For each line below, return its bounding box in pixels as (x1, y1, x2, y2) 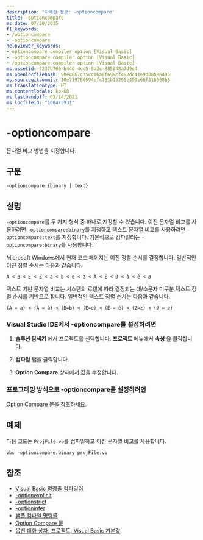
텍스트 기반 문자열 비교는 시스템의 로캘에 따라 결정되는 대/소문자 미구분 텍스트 (6, 285, 191, 293)
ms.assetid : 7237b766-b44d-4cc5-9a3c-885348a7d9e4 (6, 65, 138, 72)
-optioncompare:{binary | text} (6, 183, 88, 189)
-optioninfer (15, 505, 46, 512)
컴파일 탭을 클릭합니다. (15, 356, 69, 363)
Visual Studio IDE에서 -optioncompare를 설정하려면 (6, 321, 157, 329)
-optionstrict (15, 498, 47, 506)
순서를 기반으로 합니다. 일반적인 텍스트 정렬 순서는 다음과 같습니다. (12, 293, 171, 300)
